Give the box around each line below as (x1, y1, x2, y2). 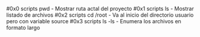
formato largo (6, 24, 40, 31)
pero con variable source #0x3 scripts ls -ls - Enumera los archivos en (6, 18, 181, 24)
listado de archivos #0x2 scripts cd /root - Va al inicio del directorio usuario (6, 11, 194, 18)
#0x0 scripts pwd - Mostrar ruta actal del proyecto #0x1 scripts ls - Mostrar (6, 5, 195, 12)
